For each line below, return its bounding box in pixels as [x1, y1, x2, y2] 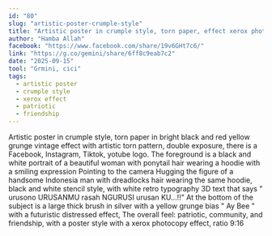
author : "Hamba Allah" [8, 34, 85, 43]
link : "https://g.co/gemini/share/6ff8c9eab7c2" [8, 49, 176, 58]
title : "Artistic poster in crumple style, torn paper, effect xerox [8, 27, 249, 35]
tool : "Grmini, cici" [8, 65, 82, 73]
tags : [8, 72, 27, 80]
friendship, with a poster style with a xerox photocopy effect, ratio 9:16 [8, 218, 244, 228]
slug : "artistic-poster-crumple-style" [8, 19, 143, 28]
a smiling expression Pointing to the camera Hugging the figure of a [8, 167, 234, 176]
